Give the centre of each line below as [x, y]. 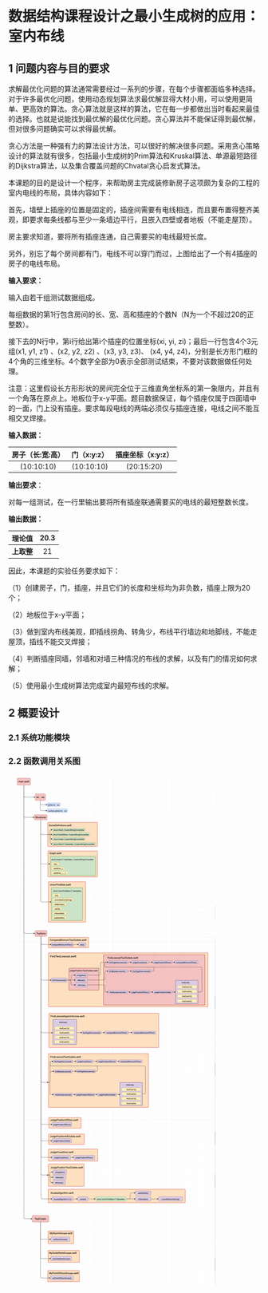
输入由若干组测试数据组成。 [54, 297]
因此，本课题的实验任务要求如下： [64, 571]
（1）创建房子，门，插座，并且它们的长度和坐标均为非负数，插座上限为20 [130, 587]
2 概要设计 [34, 712]
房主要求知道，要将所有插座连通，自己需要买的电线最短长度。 [110, 237]
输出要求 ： [26, 485]
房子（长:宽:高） [38, 454]
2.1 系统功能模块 [39, 737]
